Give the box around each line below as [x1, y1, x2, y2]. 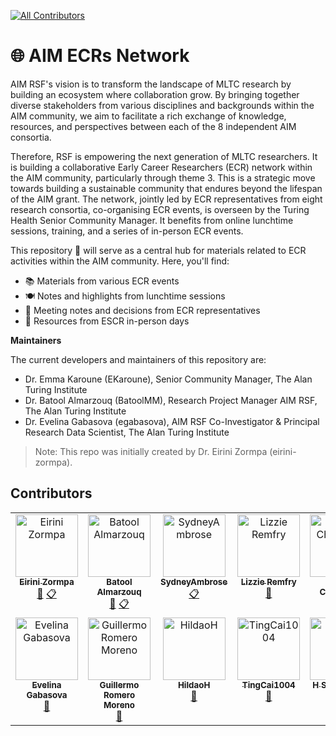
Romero [103, 689, 136, 700]
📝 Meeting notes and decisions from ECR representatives [24, 304, 261, 316]
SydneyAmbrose [160, 576, 228, 587]
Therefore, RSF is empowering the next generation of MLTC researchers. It [10, 150, 318, 162]
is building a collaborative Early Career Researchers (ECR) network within [10, 161, 313, 173]
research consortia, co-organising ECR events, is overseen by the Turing [10, 203, 310, 215]
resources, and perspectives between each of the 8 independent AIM [10, 120, 297, 132]
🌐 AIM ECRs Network [10, 45, 190, 67]
